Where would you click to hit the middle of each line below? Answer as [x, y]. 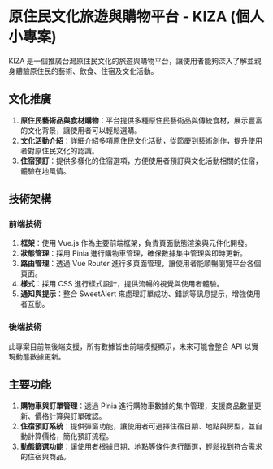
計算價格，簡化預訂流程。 [70, 436]
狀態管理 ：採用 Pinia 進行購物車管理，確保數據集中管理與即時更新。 [134, 253]
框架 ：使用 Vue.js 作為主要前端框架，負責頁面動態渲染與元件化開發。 [136, 243]
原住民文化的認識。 [67, 150]
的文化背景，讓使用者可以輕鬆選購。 [81, 130]
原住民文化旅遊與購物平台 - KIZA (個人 [136, 17]
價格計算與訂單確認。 [70, 415]
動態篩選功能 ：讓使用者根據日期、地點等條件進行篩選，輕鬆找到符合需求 [141, 446]
